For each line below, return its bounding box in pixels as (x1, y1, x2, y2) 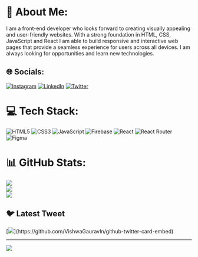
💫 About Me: (6, 5, 68, 19)
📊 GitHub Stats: (6, 156, 87, 169)
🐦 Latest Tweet (6, 209, 65, 219)
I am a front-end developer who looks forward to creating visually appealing (6, 25, 190, 32)
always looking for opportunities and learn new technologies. (6, 50, 154, 57)
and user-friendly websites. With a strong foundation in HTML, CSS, (6, 31, 171, 38)
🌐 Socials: (6, 67, 45, 77)
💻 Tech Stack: (6, 104, 79, 117)
